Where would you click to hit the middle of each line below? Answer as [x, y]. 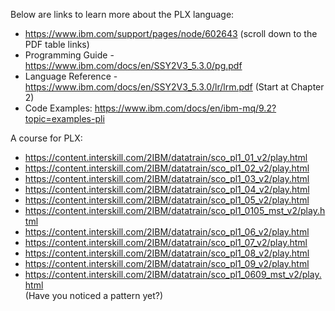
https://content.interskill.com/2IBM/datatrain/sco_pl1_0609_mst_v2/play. [173, 274]
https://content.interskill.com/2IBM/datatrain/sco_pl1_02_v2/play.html [167, 168]
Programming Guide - [69, 55]
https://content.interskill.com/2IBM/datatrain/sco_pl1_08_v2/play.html [167, 253]
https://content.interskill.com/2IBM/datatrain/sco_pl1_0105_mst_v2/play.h [175, 210]
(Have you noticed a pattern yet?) [94, 295]
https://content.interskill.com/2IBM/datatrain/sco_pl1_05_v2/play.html [167, 200]
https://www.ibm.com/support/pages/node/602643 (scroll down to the [171, 33]
